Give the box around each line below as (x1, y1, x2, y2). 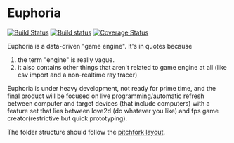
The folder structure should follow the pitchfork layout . (7, 128, 166, 136)
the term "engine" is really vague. (17, 55, 115, 64)
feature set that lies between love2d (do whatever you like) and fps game (7, 106, 219, 115)
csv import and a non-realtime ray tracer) (17, 70, 138, 79)
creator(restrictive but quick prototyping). (7, 114, 128, 123)
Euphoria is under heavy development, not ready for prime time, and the (7, 84, 216, 92)
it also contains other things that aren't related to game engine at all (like (17, 63, 227, 71)
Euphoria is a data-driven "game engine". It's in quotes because (7, 42, 193, 50)
